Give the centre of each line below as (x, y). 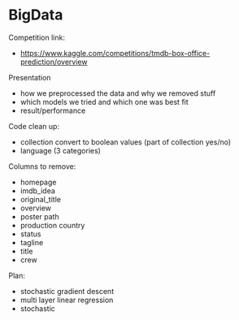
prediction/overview (54, 62)
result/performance (53, 110)
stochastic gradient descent (67, 291)
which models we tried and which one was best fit (104, 102)
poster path (39, 216)
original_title (40, 199)
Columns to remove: (42, 166)
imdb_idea (37, 190)
